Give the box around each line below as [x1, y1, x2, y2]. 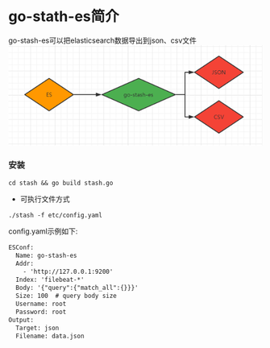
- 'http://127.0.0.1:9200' [23, 267, 114, 276]
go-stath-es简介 [8, 7, 119, 26]
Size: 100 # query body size [15, 292, 117, 300]
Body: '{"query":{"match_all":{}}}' [15, 284, 139, 292]
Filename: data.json [15, 332, 85, 341]
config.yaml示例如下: [8, 226, 78, 236]
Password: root [15, 308, 67, 317]
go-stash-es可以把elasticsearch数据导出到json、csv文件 [8, 35, 197, 45]
